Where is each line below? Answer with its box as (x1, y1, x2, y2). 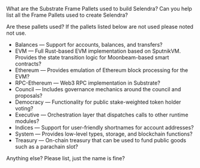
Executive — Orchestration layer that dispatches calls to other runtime (14, 111, 189, 118)
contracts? (14, 60, 42, 67)
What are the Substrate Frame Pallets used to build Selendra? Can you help (6, 5, 192, 12)
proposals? (14, 92, 43, 99)
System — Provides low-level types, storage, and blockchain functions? (14, 130, 193, 137)
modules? (14, 118, 40, 125)
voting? (14, 105, 34, 112)
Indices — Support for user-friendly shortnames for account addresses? (14, 124, 194, 131)
